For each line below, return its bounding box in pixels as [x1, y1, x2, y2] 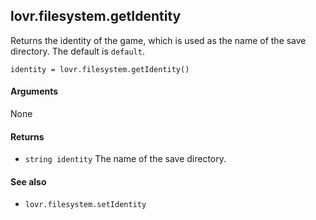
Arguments [10, 85, 59, 98]
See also [10, 175, 47, 188]
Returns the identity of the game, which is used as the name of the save [10, 34, 307, 46]
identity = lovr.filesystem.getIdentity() [10, 64, 190, 74]
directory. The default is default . [10, 45, 145, 57]
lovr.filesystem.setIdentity [24, 200, 147, 210]
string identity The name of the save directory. [24, 153, 227, 165]
